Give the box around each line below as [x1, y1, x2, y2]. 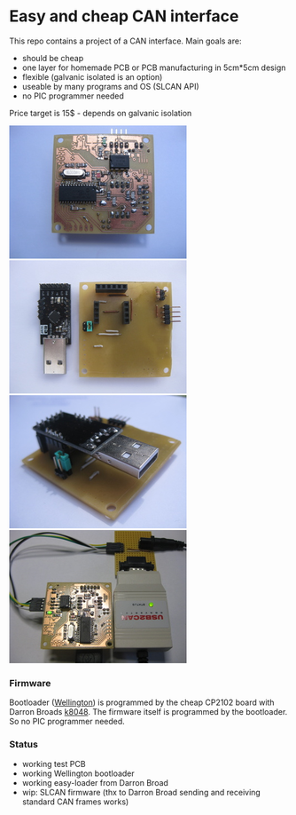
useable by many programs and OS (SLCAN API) [21, 81, 199, 91]
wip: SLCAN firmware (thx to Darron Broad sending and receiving [21, 787, 261, 797]
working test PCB [21, 758, 86, 769]
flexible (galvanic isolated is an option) [21, 71, 163, 82]
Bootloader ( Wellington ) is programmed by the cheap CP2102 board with [9, 697, 275, 708]
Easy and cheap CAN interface [9, 6, 239, 27]
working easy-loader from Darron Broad [21, 777, 168, 787]
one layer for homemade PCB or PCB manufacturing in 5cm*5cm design [21, 62, 286, 73]
